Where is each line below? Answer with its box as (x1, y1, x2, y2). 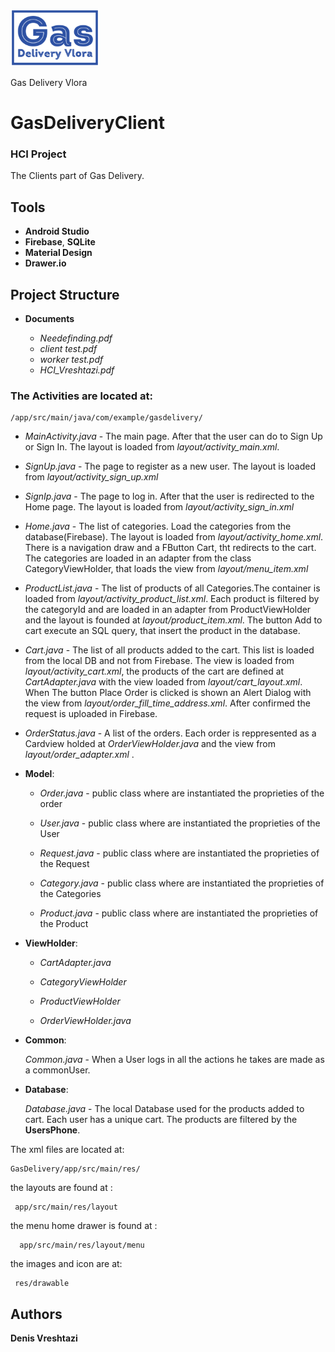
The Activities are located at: (10, 389, 153, 403)
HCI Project (10, 147, 67, 161)
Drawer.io (24, 257, 67, 269)
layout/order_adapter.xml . (24, 749, 135, 761)
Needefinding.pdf (39, 332, 113, 344)
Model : (24, 768, 55, 780)
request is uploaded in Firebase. (24, 708, 158, 720)
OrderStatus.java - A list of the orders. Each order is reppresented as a (24, 727, 317, 739)
